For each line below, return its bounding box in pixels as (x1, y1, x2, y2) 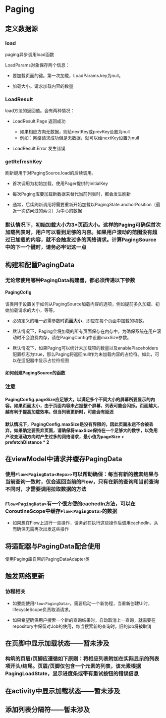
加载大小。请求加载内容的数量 (12, 83, 73, 89)
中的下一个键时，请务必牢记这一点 (5, 244, 87, 251)
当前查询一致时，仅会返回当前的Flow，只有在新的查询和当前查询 (5, 478, 159, 485)
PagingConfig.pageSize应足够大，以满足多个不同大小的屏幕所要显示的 (5, 397, 151, 403)
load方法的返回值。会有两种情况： (5, 108, 75, 114)
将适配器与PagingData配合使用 (5, 542, 101, 550)
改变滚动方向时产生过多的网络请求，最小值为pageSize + (9, 433, 125, 439)
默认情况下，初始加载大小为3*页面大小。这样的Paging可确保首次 (5, 222, 161, 229)
